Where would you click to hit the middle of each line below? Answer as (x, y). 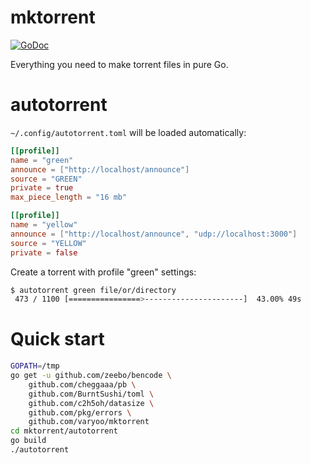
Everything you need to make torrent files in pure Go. (119, 64)
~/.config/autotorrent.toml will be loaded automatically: (128, 132)
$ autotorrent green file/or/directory (93, 290)
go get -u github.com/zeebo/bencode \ (91, 376)
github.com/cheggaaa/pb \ (82, 384)
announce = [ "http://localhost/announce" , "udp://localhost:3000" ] (154, 234)
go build (28, 441)
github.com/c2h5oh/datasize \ (91, 403)
